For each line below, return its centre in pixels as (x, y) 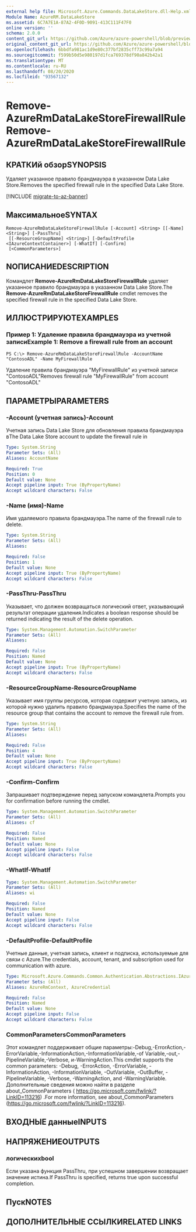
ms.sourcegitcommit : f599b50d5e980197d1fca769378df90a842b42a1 (85, 55)
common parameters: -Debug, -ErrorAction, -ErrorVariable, (77, 1066)
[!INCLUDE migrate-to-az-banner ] (47, 196)
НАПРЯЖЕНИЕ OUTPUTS (53, 1141)
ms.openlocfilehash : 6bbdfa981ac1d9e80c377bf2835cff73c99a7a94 (85, 50)
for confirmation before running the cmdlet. (58, 801)
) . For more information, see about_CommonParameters (107, 1097)
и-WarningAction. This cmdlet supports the (122, 1060)
